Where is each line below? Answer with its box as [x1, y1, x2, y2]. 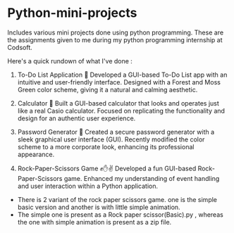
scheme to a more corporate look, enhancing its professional [17, 142, 195, 151]
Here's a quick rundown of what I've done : [7, 56, 133, 65]
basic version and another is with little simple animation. [17, 203, 181, 211]
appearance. [17, 150, 55, 158]
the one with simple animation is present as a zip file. [17, 218, 172, 226]
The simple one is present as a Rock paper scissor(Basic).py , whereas [17, 210, 223, 219]
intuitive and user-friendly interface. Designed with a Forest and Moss [17, 77, 221, 86]
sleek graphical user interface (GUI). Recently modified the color [17, 135, 205, 144]
